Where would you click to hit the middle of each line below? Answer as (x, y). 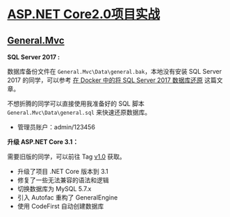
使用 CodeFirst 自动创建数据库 (60, 206)
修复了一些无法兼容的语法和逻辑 (63, 180)
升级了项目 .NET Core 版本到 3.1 (63, 171)
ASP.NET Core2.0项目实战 (84, 14)
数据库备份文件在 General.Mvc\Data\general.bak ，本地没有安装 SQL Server (115, 71)
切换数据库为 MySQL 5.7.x (54, 189)
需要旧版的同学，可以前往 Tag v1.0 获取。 (67, 156)
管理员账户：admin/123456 (56, 127)
